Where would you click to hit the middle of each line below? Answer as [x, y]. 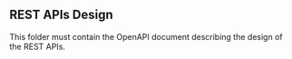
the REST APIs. [38, 46]
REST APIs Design [61, 15]
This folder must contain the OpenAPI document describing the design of [146, 36]
